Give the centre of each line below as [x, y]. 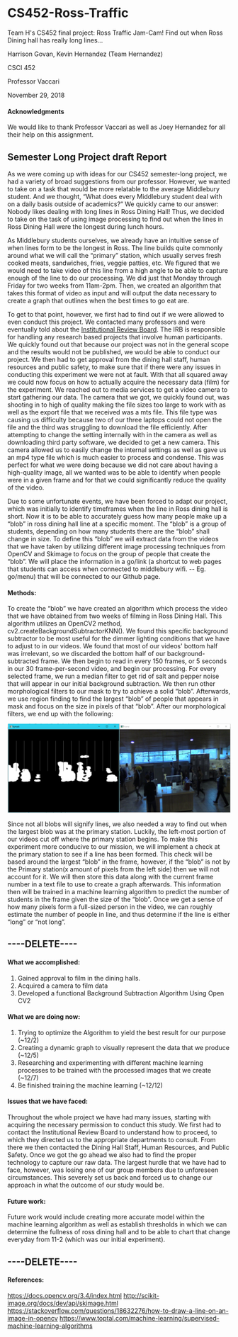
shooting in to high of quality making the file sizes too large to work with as [117, 405]
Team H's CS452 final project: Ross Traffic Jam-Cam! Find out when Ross [115, 33]
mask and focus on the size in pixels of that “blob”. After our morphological [117, 706]
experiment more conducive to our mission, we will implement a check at [114, 846]
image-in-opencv [33, 1318]
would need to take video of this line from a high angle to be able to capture [118, 270]
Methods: [22, 592]
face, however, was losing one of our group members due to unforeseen [113, 1170]
